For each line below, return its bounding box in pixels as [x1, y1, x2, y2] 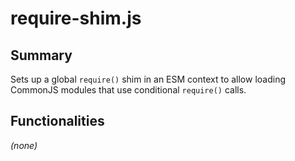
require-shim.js [10, 7, 142, 30]
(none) [10, 139, 38, 151]
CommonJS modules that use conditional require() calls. [10, 84, 247, 96]
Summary [10, 47, 73, 64]
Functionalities [10, 113, 105, 130]
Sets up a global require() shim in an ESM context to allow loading [10, 73, 287, 85]
